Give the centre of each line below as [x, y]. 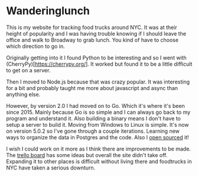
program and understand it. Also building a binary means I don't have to [94, 118]
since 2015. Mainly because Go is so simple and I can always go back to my [98, 112]
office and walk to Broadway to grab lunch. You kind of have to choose [92, 40]
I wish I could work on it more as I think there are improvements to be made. [98, 149]
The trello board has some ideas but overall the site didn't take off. [87, 155]
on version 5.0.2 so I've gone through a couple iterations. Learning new [93, 131]
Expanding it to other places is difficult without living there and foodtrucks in [99, 161]
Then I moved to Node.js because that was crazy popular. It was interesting [98, 82]
